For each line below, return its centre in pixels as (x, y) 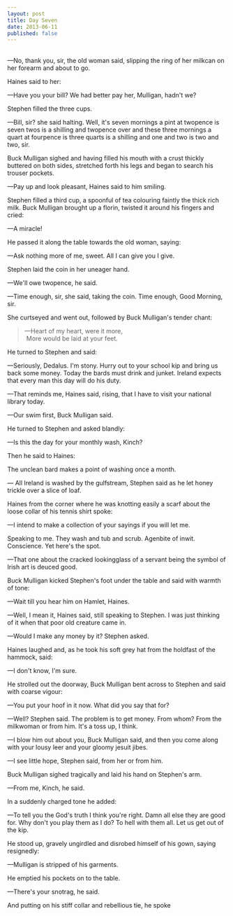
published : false (32, 33)
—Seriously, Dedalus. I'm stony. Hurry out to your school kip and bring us (113, 366)
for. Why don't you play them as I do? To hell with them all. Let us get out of (116, 823)
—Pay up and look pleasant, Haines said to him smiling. (87, 187)
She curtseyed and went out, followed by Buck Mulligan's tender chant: (110, 318)
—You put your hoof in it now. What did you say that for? (88, 705)
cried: (16, 215)
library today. (26, 402)
